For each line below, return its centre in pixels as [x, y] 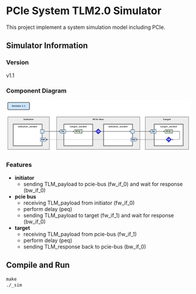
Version [18, 62]
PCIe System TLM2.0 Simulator [84, 11]
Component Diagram [36, 91]
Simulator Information [47, 46]
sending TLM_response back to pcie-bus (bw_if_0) [85, 246]
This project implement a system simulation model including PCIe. [86, 27]
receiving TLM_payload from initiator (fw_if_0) [79, 203]
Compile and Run [38, 265]
